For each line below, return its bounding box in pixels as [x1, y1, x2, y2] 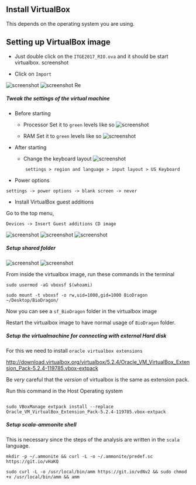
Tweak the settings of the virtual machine [6, 95, 110, 102]
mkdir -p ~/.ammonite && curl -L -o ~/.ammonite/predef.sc [6, 453, 153, 459]
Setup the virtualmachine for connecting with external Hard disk [6, 332, 167, 339]
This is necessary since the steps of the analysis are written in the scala [6, 436, 180, 443]
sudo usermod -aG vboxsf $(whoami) [6, 282, 93, 288]
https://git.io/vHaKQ [6, 459, 59, 465]
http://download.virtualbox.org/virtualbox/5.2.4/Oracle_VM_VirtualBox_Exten [6, 358, 190, 365]
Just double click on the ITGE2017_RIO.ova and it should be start [14, 53, 169, 60]
